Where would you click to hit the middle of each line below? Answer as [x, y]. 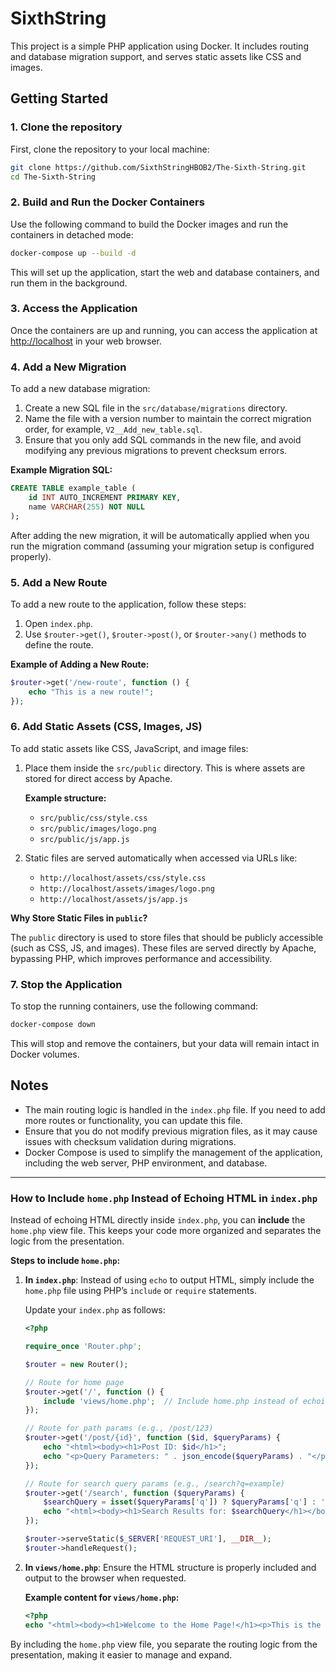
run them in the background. [69, 283]
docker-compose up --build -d [73, 253]
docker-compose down [53, 1025]
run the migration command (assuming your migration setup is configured [162, 546]
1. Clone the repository [66, 127]
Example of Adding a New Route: [80, 664]
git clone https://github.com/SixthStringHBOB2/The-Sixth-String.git [158, 167]
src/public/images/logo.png [98, 828]
